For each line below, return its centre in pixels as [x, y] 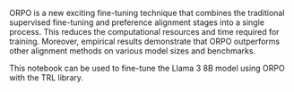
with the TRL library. [46, 78]
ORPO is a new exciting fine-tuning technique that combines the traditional [147, 13]
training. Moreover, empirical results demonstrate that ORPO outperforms [145, 41]
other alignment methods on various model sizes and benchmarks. [133, 51]
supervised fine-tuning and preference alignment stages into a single [137, 22]
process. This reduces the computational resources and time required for [144, 32]
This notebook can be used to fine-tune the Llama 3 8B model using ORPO [147, 68]
